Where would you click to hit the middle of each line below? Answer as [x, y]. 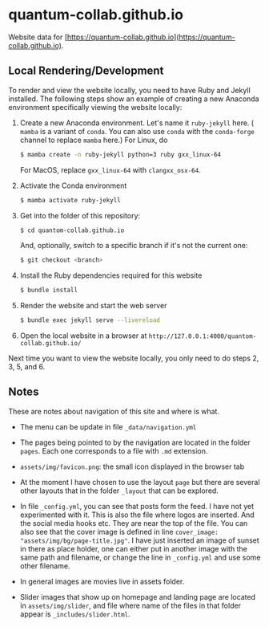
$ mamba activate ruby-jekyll [70, 200]
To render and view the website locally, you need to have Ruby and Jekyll [129, 90]
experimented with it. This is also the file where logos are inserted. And [137, 515]
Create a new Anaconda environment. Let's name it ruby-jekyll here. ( [137, 123]
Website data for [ [38, 37]
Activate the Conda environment [73, 185]
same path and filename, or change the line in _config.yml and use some [140, 557]
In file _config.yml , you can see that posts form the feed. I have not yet [137, 506]
